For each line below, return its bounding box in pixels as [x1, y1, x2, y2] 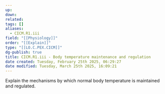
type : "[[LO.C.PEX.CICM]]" [5, 45, 62, 50]
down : [5, 12, 17, 17]
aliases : [5, 26, 24, 31]
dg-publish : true [5, 50, 42, 55]
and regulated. [5, 83, 36, 89]
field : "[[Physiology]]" [5, 36, 58, 41]
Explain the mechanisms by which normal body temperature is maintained [5, 78, 160, 84]
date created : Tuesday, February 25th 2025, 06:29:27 [5, 59, 122, 64]
